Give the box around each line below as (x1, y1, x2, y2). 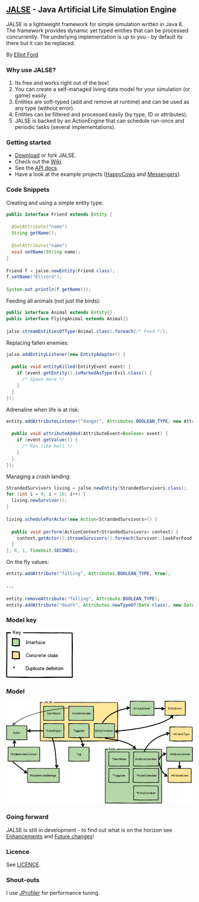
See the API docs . (14, 165, 59, 172)
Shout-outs (6, 876, 40, 884)
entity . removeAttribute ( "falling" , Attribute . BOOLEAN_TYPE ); (6, 595, 161, 602)
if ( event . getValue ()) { (17, 437, 78, 443)
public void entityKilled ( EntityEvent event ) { (11, 364, 131, 370)
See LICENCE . (6, 861, 41, 868)
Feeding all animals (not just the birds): (6, 297, 101, 305)
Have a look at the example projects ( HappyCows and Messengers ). (14, 171, 182, 178)
